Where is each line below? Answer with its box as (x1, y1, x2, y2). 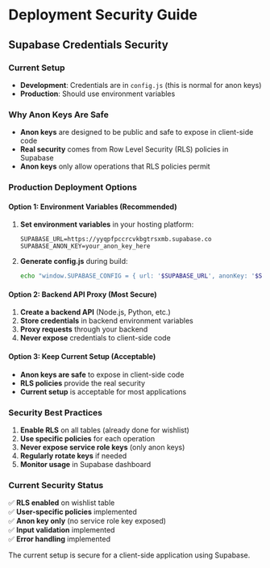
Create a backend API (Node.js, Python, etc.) (19, 307, 171, 317)
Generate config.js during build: (19, 257, 128, 266)
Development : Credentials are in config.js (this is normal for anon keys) (19, 80, 262, 90)
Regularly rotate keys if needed (19, 450, 127, 461)
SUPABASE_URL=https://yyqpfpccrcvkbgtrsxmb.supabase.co (19, 236, 212, 244)
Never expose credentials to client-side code (19, 333, 171, 343)
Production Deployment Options (8, 182, 137, 193)
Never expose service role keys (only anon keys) (19, 442, 185, 452)
